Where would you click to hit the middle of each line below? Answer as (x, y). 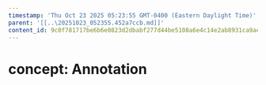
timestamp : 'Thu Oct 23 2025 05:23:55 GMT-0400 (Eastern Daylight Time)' (133, 15)
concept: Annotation (78, 69)
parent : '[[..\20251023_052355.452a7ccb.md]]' (86, 23)
